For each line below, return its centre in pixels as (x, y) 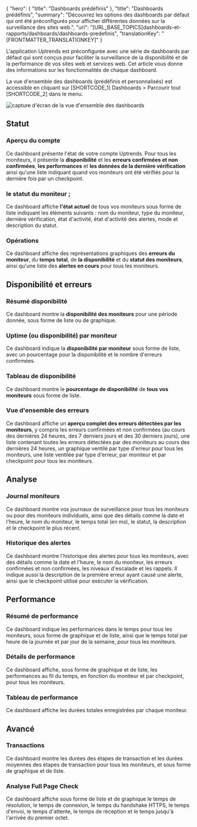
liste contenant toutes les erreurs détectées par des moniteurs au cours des (98, 442)
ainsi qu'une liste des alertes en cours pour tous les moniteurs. (83, 266)
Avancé (20, 729)
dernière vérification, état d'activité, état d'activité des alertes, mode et (92, 219)
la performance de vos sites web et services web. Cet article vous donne (95, 64)
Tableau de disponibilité (41, 376)
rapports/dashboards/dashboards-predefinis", (62, 34)
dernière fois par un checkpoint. (45, 178)
